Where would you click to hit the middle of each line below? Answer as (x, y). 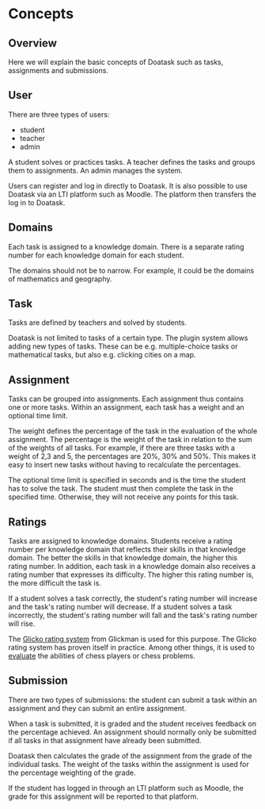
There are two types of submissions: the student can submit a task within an (132, 700)
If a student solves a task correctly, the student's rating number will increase (133, 598)
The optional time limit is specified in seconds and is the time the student (127, 480)
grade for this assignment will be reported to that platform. (104, 796)
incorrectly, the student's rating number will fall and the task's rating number (133, 616)
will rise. (22, 624)
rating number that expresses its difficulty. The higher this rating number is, (131, 574)
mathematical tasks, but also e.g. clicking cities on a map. (102, 355)
